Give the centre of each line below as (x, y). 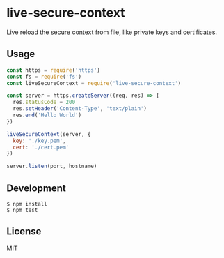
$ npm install (27, 204)
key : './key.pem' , (40, 141)
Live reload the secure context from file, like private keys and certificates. (112, 32)
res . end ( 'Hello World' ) (47, 115)
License (24, 232)
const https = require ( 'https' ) (53, 70)
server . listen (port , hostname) (52, 166)
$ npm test (22, 210)
